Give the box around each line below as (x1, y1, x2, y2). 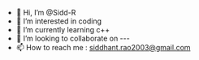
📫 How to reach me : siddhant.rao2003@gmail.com (15, 43, 191, 52)
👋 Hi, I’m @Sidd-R (15, 8, 76, 17)
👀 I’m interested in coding (15, 16, 102, 26)
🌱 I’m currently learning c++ (15, 25, 110, 34)
